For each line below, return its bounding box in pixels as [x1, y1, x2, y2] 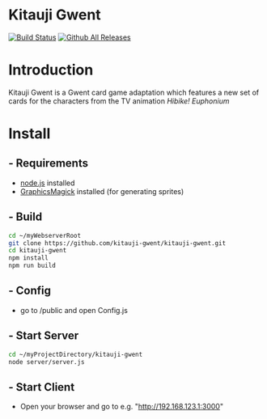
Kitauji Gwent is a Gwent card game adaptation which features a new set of [8, 87, 260, 97]
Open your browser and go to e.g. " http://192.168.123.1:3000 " [19, 402, 224, 412]
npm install [8, 254, 49, 262]
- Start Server [8, 329, 79, 343]
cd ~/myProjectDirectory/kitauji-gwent [8, 350, 143, 358]
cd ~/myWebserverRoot [8, 231, 82, 239]
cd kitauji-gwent [8, 247, 67, 255]
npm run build [8, 261, 57, 270]
